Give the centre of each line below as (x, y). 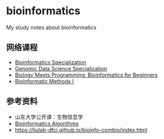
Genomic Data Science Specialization (61, 68)
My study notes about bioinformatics (51, 27)
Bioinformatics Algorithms (47, 124)
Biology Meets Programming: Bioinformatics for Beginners (86, 75)
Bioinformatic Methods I (44, 81)
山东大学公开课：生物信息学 (49, 116)
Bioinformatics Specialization (50, 62)
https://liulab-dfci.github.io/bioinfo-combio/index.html (81, 129)
